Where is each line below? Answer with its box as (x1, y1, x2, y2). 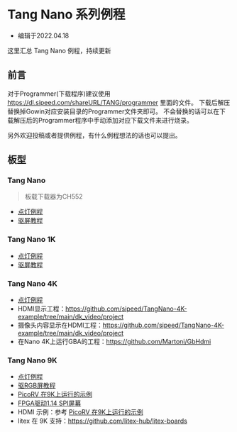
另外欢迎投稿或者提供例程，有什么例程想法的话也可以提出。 (7, 131, 182, 139)
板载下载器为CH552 (24, 192, 83, 201)
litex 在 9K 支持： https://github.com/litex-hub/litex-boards (17, 416, 188, 426)
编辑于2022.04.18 (17, 31, 70, 40)
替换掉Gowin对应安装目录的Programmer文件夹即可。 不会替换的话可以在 (7, 107, 220, 116)
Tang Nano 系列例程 (7, 6, 126, 23)
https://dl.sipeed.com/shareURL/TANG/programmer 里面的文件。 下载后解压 (7, 98, 231, 106)
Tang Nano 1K (7, 235, 56, 245)
